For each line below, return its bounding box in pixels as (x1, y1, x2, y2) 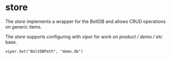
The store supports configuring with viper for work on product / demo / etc (5, 34, 163, 40)
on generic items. (5, 23, 42, 29)
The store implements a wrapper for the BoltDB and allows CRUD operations (5, 18, 166, 24)
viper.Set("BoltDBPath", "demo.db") (5, 49, 83, 54)
